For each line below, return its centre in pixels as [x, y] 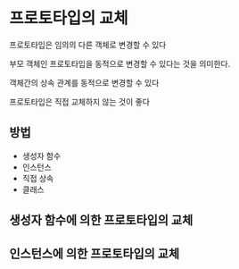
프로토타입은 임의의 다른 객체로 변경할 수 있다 [88, 45]
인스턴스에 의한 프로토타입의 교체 [95, 253]
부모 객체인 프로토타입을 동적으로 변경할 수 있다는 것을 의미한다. [120, 63]
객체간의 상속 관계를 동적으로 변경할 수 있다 [84, 82]
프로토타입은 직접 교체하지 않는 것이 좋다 [79, 101]
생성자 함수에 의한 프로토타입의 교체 [101, 220]
